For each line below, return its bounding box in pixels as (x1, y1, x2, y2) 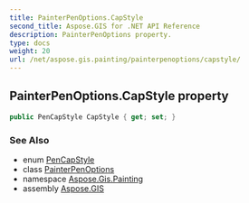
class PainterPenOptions (22, 163, 115, 174)
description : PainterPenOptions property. (9, 30, 172, 39)
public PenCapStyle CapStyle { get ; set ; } (9, 112, 177, 122)
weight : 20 (9, 47, 51, 56)
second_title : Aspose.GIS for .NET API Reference (9, 22, 201, 31)
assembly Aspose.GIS (22, 182, 104, 194)
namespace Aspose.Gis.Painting (22, 173, 143, 184)
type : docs (9, 38, 51, 48)
